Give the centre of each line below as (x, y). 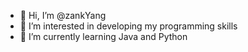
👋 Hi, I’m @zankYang (63, 15)
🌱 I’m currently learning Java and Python (103, 36)
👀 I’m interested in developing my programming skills (128, 26)
